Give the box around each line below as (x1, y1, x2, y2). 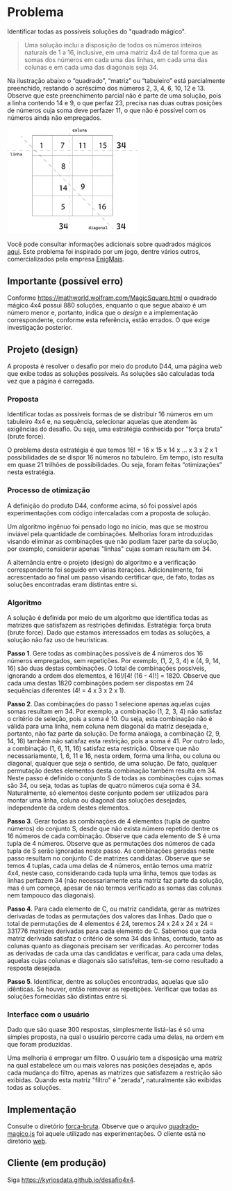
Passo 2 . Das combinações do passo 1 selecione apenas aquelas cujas (7, 699, 210, 708)
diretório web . (7, 1137, 47, 1146)
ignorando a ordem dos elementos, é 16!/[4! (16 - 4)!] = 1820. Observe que (7, 671, 221, 680)
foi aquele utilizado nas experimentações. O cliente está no (36, 1130, 206, 1138)
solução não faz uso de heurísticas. (7, 635, 109, 644)
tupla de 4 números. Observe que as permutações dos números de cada (7, 839, 215, 847)
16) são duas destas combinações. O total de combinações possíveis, (7, 664, 207, 672)
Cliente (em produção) (7, 1157, 106, 1169)
